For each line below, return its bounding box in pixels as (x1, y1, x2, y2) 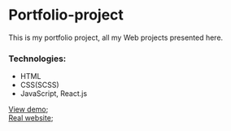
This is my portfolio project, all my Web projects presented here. (8, 33, 224, 42)
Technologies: (8, 53, 67, 64)
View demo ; (8, 104, 49, 115)
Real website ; (8, 113, 54, 123)
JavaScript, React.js (20, 89, 88, 98)
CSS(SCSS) (20, 80, 59, 90)
